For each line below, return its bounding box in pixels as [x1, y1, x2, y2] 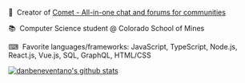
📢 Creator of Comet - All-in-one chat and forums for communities [8, 8, 227, 17]
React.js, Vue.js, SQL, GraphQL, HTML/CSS [8, 50, 152, 60]
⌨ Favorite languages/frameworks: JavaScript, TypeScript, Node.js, [8, 42, 238, 51]
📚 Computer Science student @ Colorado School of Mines [8, 24, 205, 33]
